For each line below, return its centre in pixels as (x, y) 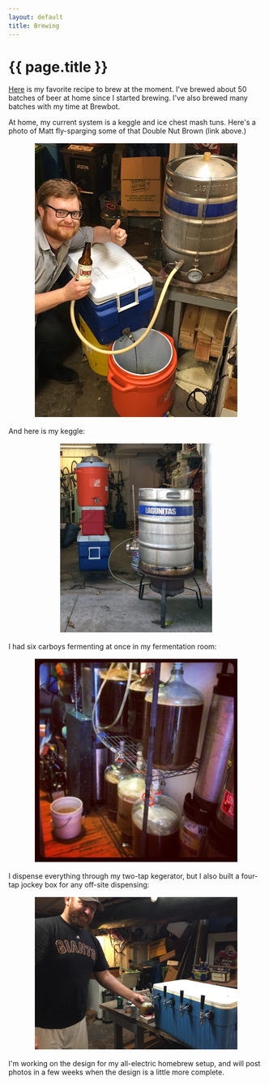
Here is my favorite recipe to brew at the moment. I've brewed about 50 (128, 89)
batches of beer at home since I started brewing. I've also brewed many (128, 98)
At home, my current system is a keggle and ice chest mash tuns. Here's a (132, 123)
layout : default (36, 17)
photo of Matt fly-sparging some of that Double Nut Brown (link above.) (128, 131)
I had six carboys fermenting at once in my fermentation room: (113, 647)
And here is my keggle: (47, 431)
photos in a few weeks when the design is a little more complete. (116, 1072)
